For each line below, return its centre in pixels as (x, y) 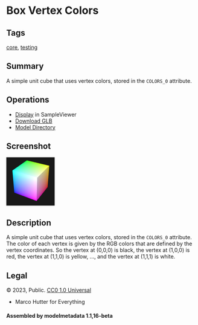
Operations (28, 100)
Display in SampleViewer (46, 114)
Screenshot (29, 146)
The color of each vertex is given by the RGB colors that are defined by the (99, 244)
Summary (25, 66)
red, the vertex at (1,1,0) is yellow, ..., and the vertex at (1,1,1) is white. (91, 257)
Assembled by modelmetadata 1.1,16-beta (59, 315)
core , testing (22, 47)
